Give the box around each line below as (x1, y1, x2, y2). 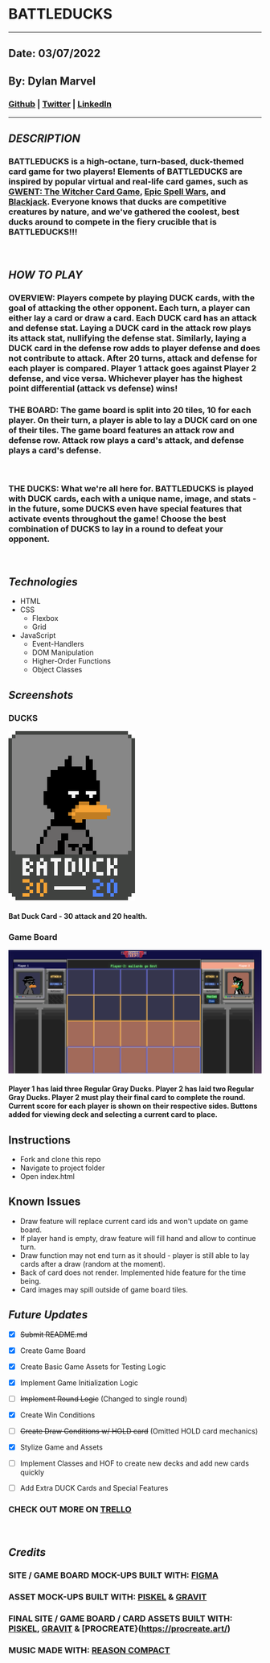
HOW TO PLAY (8, 268, 83, 282)
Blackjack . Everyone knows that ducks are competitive (8, 196, 227, 208)
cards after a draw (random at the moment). (19, 1259, 166, 1268)
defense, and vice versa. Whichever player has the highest (8, 373, 243, 384)
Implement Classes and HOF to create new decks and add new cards (19, 1458, 249, 1468)
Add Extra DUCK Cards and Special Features (19, 1483, 169, 1493)
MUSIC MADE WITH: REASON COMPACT (8, 1644, 170, 1656)
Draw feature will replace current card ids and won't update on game (19, 1216, 249, 1226)
